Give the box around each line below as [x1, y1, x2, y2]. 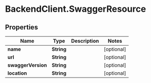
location [7, 70, 27, 77]
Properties [5, 23, 38, 31]
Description [71, 38, 99, 44]
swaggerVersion [7, 62, 48, 68]
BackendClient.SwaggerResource [5, 3, 146, 15]
